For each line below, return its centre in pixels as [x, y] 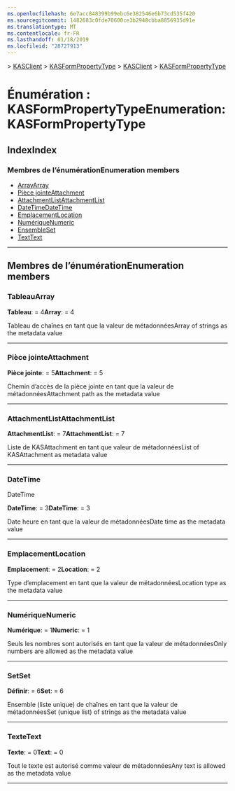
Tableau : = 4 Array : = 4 [41, 311]
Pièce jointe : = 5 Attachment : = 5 [55, 372]
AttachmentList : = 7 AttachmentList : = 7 [66, 434]
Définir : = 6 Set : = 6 [36, 691]
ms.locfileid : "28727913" [45, 46]
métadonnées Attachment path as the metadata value [84, 393]
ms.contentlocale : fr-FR [43, 33]
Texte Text [24, 737]
